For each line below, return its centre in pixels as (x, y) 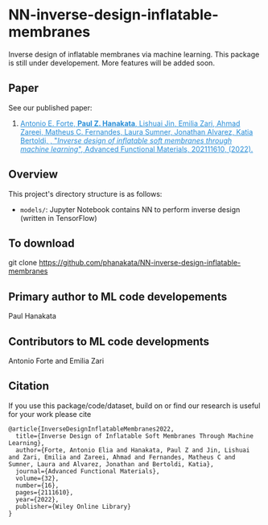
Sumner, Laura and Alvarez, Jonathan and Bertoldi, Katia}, (111, 464)
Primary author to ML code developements (118, 296)
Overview (33, 175)
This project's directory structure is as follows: (85, 194)
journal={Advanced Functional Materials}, (88, 471)
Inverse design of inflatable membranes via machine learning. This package (134, 54)
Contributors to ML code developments (109, 342)
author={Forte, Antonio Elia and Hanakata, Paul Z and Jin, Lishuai (133, 450)
